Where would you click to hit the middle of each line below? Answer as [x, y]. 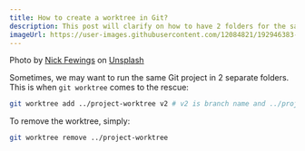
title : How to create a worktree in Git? [89, 18]
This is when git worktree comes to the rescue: [99, 88]
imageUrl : [28, 34]
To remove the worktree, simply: [70, 121]
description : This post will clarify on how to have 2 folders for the [148, 26]
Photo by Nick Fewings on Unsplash [77, 61]
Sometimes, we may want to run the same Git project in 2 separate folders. [149, 78]
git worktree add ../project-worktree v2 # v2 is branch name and [138, 104]
